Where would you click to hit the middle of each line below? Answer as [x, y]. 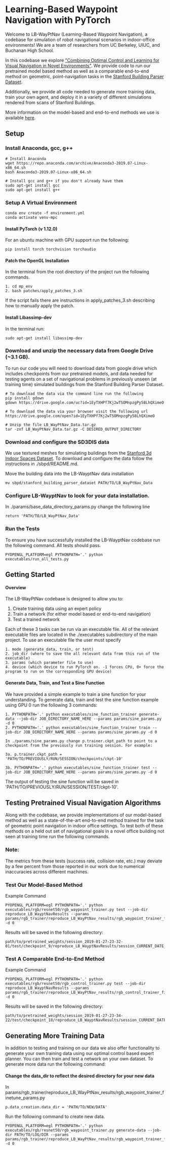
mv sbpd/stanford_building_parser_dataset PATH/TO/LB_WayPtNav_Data [79, 483]
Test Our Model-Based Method [44, 885]
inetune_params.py [25, 1098]
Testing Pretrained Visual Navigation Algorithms [83, 803]
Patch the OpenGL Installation [37, 261]
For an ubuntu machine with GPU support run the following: [67, 240]
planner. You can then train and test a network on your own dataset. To [79, 1059]
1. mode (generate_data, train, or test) [50, 649]
